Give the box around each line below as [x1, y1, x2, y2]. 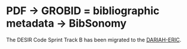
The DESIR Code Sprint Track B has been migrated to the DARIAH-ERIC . [6, 36, 182, 43]
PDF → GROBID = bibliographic [6, 4, 160, 18]
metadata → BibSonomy [6, 17, 127, 30]
